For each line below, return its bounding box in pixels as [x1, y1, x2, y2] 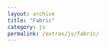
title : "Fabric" [7, 17, 55, 24]
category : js [7, 23, 46, 30]
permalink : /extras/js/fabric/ [7, 30, 100, 37]
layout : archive [7, 10, 55, 18]
